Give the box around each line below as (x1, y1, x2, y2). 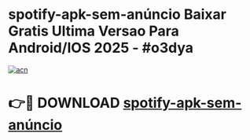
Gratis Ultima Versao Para (8, 22, 179, 40)
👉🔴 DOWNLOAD (8, 94, 120, 112)
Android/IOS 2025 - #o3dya (8, 39, 194, 57)
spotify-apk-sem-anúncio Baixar (8, 6, 226, 24)
